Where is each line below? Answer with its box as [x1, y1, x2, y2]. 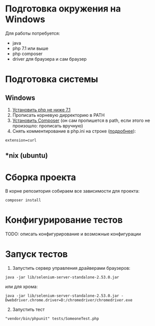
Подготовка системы [5, 74, 98, 85]
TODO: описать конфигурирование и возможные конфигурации [5, 231, 141, 237]
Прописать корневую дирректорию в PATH [12, 112, 105, 118]
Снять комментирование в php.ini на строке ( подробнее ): [12, 128, 136, 134]
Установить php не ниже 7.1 [12, 106, 71, 113]
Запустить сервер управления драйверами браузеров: [12, 265, 131, 271]
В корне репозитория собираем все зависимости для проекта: [5, 188, 140, 194]
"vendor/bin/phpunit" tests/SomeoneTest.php [5, 316, 99, 321]
